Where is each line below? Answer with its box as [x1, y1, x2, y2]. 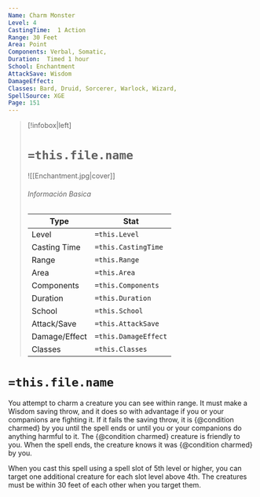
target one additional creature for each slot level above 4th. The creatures [8, 472, 247, 481]
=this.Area [94, 269, 136, 277]
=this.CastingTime [94, 243, 163, 252]
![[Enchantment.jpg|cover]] [27, 171, 115, 181]
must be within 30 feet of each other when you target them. [8, 481, 202, 490]
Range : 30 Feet [8, 33, 58, 42]
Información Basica [27, 189, 92, 199]
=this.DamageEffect [94, 332, 167, 342]
